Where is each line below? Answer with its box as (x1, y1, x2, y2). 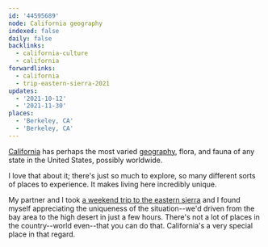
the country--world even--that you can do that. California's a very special (8, 220, 253, 230)
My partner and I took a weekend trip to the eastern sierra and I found (8, 195, 241, 204)
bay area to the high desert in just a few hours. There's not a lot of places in (8, 211, 261, 222)
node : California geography (8, 19, 103, 27)
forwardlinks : (8, 65, 57, 73)
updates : (8, 86, 38, 95)
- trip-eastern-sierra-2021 (15, 79, 111, 87)
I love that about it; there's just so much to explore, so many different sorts (8, 170, 256, 180)
